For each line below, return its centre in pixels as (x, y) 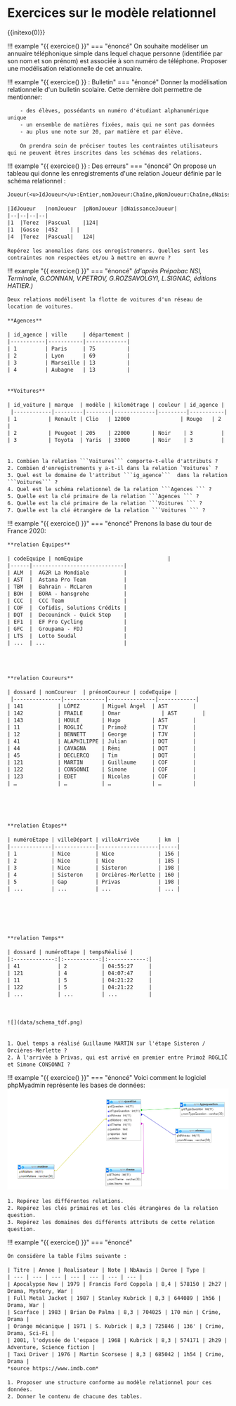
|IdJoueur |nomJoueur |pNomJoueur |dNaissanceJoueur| (92, 209)
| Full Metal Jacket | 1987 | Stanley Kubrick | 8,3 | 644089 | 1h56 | (114, 1298)
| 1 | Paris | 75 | (69, 349)
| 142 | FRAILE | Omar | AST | (106, 713)
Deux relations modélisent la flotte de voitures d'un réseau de (105, 299)
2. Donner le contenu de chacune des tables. (75, 1396)
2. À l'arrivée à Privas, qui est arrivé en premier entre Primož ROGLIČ (118, 1057)
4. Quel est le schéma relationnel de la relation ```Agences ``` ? (110, 489)
